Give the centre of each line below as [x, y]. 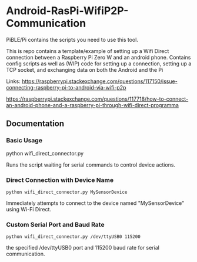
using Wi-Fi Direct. [29, 209]
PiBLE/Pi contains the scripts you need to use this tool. [72, 39]
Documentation [35, 124]
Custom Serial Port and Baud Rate [55, 224]
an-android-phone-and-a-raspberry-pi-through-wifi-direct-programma [93, 105]
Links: [13, 81]
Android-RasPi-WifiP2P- [67, 11]
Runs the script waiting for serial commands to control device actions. [91, 165]
